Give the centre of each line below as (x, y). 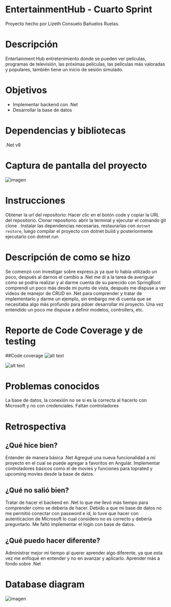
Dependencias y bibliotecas (66, 131)
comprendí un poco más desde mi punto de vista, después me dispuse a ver (86, 288)
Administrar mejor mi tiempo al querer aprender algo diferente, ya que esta (84, 553)
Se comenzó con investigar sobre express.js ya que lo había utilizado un (81, 271)
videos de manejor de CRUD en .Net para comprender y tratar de (74, 293)
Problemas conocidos (52, 386)
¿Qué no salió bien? (37, 490)
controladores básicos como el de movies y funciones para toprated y (79, 468)
